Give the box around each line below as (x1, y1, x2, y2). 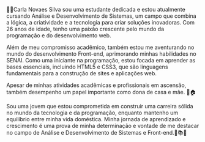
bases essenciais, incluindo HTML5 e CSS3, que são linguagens (6, 63, 168, 70)
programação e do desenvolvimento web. (6, 32, 111, 39)
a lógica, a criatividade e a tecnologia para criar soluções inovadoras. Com (6, 19, 195, 26)
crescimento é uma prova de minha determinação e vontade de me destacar (6, 122, 199, 129)
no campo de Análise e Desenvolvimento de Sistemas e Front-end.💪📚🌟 (6, 129, 187, 136)
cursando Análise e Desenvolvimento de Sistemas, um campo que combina (6, 12, 197, 20)
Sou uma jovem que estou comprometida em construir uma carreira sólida (6, 103, 194, 110)
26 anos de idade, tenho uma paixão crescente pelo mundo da (6, 25, 165, 32)
